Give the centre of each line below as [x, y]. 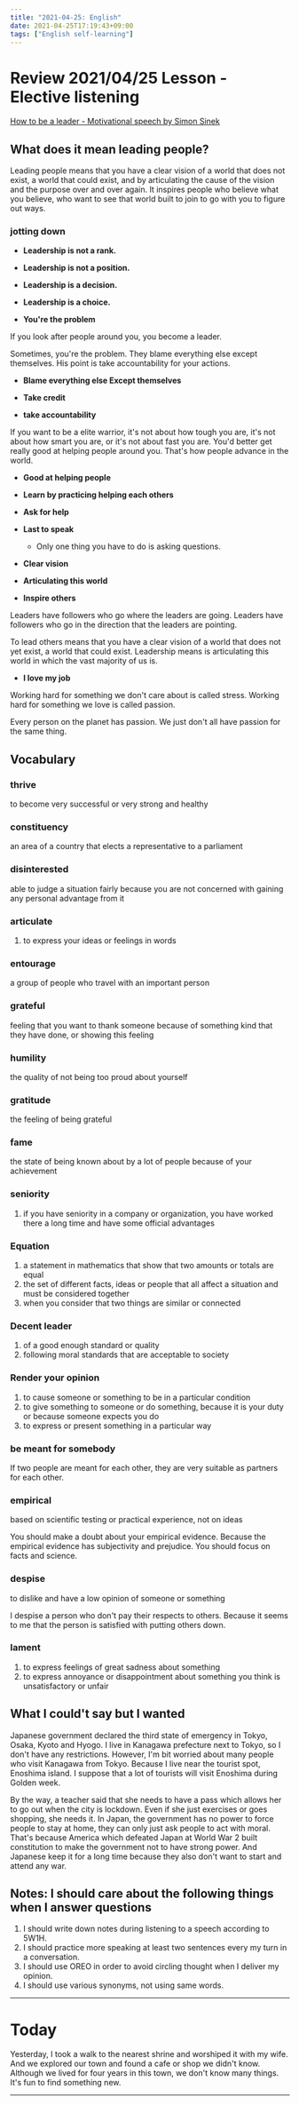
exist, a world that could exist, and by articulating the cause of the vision [142, 180]
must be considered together [76, 1294]
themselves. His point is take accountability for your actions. [120, 363]
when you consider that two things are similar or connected [132, 1303]
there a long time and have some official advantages [119, 1223]
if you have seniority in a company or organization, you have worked [148, 1213]
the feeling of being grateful [61, 1119]
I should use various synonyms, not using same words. [123, 1985]
